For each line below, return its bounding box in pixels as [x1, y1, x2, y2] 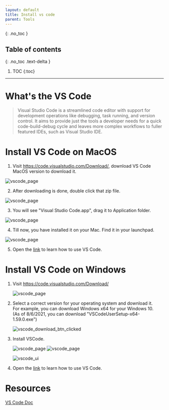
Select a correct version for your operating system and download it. [12, 300, 153, 306]
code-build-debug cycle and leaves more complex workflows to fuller [17, 123, 162, 129]
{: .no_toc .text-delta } [5, 58, 51, 64]
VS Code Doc [5, 399, 34, 405]
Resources [5, 383, 51, 394]
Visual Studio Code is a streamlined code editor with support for [17, 107, 151, 113]
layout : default [5, 7, 39, 13]
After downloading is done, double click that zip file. [12, 188, 121, 194]
